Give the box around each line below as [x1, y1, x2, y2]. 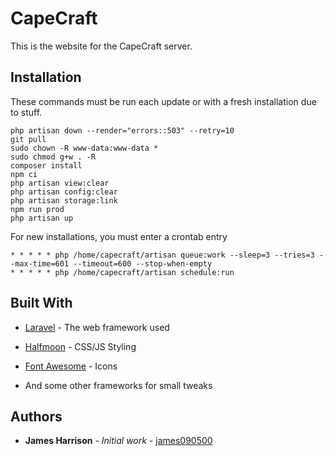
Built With [10, 295, 73, 312]
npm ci [10, 169, 38, 179]
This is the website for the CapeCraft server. [10, 40, 193, 52]
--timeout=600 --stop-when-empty [73, 258, 213, 269]
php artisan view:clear [10, 178, 110, 188]
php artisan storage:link [10, 195, 118, 206]
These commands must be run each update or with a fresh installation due [10, 95, 317, 107]
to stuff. [10, 106, 43, 118]
